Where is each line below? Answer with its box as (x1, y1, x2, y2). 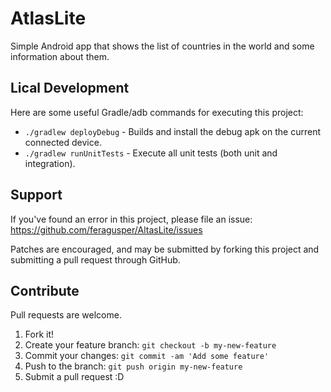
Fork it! (24, 328, 55, 341)
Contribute (10, 282, 80, 299)
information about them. (10, 50, 110, 62)
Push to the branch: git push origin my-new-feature (24, 360, 243, 372)
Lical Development (10, 80, 130, 97)
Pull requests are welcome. (10, 309, 122, 321)
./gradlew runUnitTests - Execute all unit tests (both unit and (24, 147, 278, 159)
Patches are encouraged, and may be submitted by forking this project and (10, 243, 320, 255)
